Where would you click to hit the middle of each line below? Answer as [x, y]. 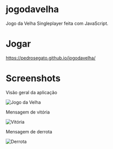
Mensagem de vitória [28, 112]
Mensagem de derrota [29, 132]
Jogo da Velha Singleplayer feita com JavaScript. [57, 23]
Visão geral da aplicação [31, 92]
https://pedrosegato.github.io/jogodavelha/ [51, 58]
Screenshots [33, 78]
